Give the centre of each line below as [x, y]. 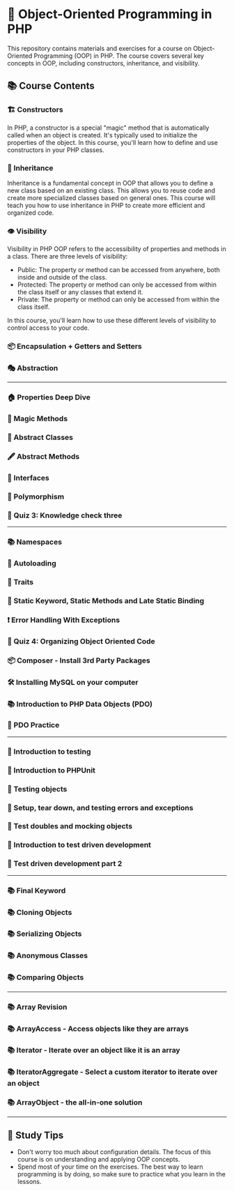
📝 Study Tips [36, 1136]
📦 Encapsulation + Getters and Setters [75, 347]
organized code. [31, 213]
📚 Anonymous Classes [48, 956]
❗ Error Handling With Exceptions [64, 620]
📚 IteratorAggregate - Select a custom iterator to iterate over [112, 1072]
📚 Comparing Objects [46, 978]
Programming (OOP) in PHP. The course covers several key [119, 56]
